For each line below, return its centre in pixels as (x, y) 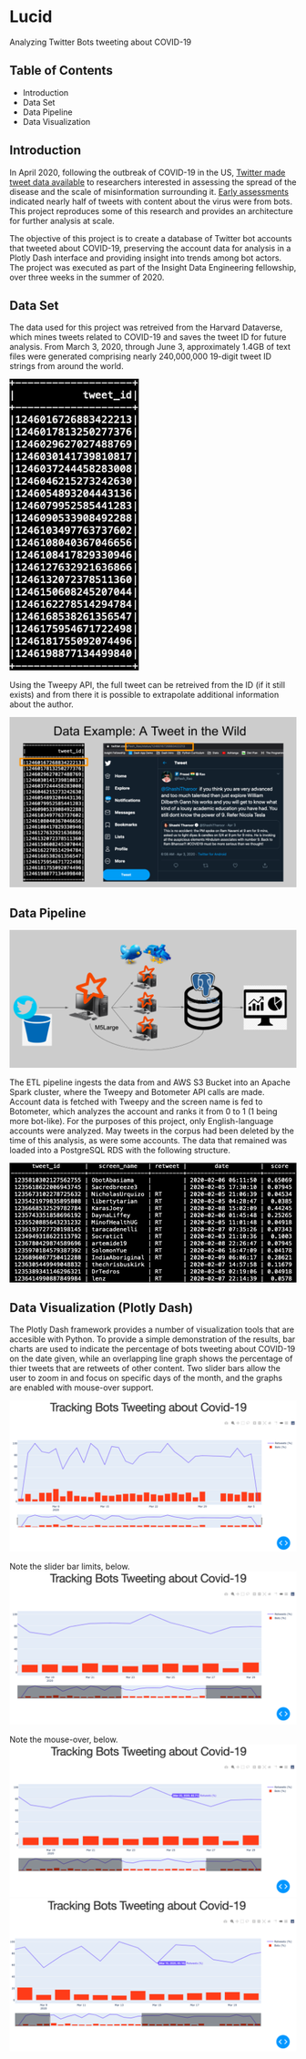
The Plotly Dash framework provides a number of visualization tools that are (152, 1330)
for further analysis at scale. (62, 220)
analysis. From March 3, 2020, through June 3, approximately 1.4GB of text (150, 347)
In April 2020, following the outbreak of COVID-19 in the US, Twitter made (148, 172)
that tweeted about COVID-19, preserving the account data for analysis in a (150, 248)
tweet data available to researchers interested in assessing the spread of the (153, 182)
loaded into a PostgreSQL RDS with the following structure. (120, 1150)
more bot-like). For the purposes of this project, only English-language (142, 1121)
